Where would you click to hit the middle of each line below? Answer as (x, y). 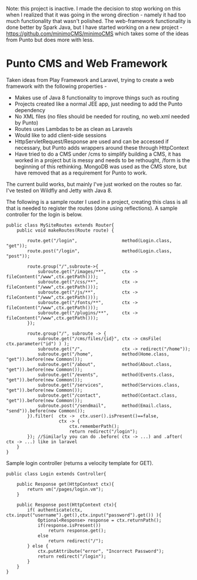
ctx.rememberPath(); (94, 426)
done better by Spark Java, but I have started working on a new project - (94, 27)
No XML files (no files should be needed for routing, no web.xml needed (102, 116)
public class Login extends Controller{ (56, 474)
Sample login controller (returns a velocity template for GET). (80, 463)
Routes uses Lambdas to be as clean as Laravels (74, 128)
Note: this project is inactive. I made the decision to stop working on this (94, 9)
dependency (30, 110)
